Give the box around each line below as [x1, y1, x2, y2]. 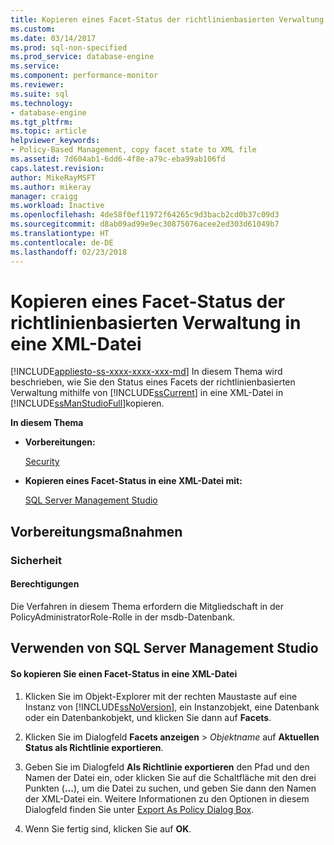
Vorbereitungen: [24, 436, 96, 448]
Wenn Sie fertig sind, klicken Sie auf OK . [24, 822, 192, 835]
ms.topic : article [10, 126, 87, 136]
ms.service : [10, 61, 60, 71]
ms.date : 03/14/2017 [10, 33, 97, 43]
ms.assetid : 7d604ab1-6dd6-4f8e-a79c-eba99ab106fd [10, 154, 226, 164]
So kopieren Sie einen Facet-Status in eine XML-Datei [10, 667, 238, 680]
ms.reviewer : [10, 80, 65, 90]
